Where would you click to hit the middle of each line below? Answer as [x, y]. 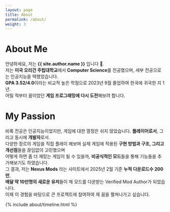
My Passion [30, 116]
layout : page [19, 10]
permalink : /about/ [26, 19]
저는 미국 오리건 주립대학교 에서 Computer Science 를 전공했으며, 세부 [75, 70]
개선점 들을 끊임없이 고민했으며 [35, 150]
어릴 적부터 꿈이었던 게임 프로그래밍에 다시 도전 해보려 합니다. [65, 96]
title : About [19, 15]
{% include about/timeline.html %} [41, 205]
